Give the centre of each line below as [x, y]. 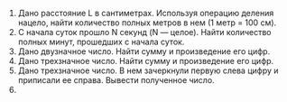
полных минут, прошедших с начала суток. [101, 42]
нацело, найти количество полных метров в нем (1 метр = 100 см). [147, 23]
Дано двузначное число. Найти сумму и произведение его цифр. [144, 51]
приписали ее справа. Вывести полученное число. [116, 80]
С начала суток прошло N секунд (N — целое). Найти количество [144, 32]
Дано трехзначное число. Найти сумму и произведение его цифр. [146, 61]
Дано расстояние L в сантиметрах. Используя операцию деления [146, 13]
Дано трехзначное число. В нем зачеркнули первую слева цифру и [148, 70]
